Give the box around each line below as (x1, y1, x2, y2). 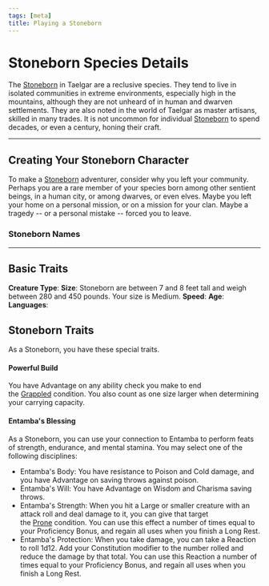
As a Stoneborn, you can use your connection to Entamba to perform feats (8, 434, 255, 444)
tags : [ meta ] (8, 11, 52, 20)
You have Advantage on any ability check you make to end (8, 381, 202, 391)
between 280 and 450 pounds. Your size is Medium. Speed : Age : (8, 291, 225, 301)
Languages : (8, 300, 49, 310)
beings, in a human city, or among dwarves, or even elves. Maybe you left (8, 191, 252, 201)
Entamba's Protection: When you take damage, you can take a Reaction (19, 534, 256, 544)
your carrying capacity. (8, 398, 86, 407)
